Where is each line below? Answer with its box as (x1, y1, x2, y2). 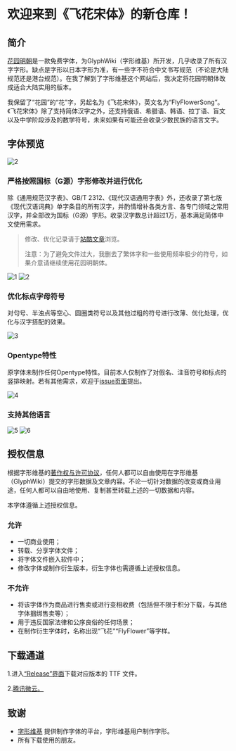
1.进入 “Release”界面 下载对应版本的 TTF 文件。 (7, 669, 142, 678)
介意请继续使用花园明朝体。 (30, 258, 111, 267)
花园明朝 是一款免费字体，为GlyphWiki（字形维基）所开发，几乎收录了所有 (7, 57, 221, 65)
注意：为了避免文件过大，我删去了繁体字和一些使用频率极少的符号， (24, 250, 222, 258)
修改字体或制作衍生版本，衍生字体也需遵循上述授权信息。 (17, 564, 184, 572)
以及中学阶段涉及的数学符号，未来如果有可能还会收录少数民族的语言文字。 (7, 115, 223, 124)
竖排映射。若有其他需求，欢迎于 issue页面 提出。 (7, 377, 146, 385)
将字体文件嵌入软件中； (17, 555, 86, 564)
